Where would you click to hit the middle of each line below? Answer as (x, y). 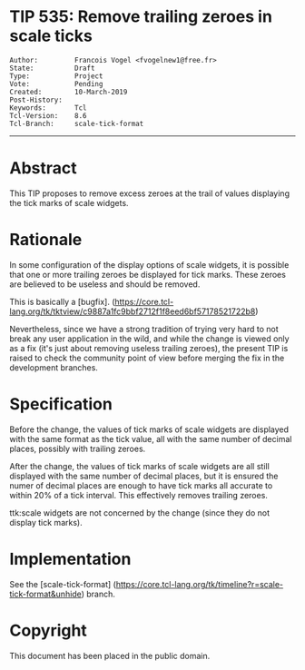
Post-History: (36, 100)
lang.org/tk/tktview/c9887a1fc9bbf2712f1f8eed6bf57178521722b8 (133, 311)
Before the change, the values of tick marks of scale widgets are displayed (149, 429)
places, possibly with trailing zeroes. (78, 448)
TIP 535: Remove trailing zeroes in (141, 17)
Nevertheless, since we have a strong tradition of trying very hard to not (144, 329)
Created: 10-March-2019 (69, 92)
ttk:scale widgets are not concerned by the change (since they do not (140, 512)
